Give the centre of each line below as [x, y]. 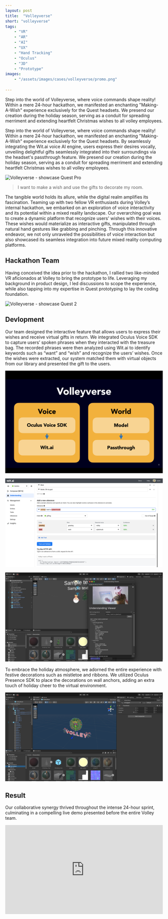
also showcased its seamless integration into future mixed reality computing [83, 239]
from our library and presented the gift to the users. [58, 363]
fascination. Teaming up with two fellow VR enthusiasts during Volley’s [78, 202]
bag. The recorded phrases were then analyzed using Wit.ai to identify [78, 347]
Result [15, 795]
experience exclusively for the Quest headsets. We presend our [89, 110]
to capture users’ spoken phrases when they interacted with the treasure [80, 342]
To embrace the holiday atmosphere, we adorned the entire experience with [83, 669]
